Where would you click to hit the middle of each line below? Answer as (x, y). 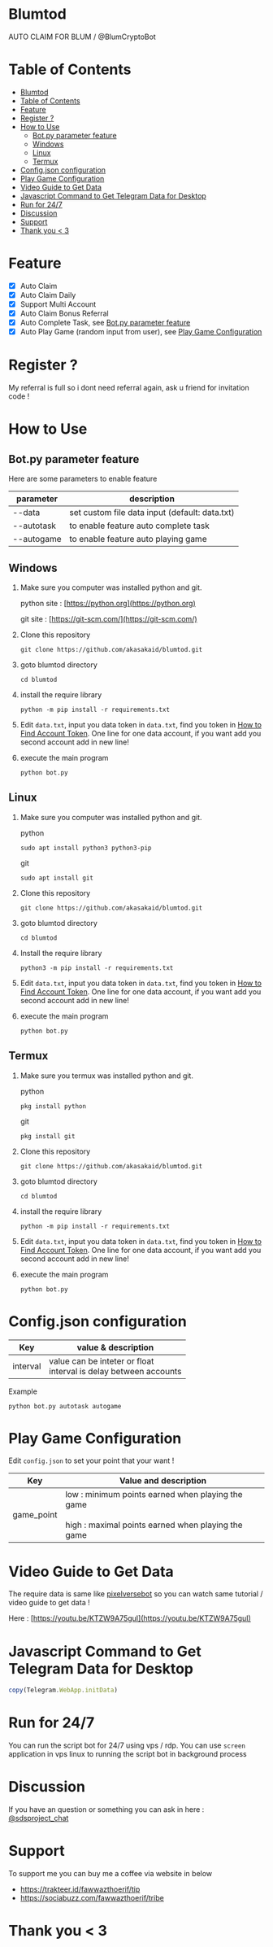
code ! (19, 396)
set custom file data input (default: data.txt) (152, 513)
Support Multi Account (58, 304)
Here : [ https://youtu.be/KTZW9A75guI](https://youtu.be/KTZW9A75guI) (130, 1618)
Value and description (163, 1481)
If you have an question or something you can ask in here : (106, 1809)
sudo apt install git (56, 878)
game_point (35, 1515)
